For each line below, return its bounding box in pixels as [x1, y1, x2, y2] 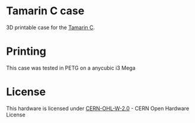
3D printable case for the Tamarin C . [6, 24, 95, 31]
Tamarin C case [6, 4, 85, 18]
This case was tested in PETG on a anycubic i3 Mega [6, 64, 136, 71]
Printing [6, 45, 46, 58]
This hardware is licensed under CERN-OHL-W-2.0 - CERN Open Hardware [6, 105, 190, 112]
